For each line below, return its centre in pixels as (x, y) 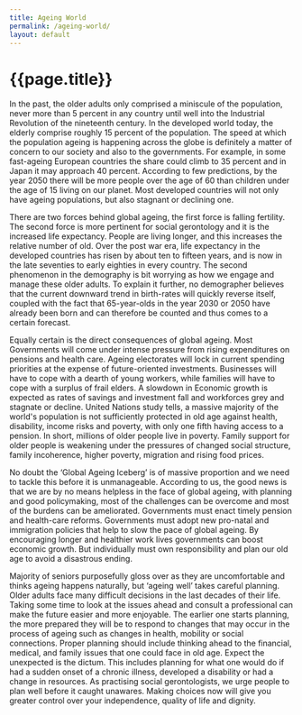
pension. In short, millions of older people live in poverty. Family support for (150, 436)
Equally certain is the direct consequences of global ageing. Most (131, 340)
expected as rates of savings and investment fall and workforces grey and (147, 398)
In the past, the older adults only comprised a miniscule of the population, (146, 104)
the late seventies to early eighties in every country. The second (128, 265)
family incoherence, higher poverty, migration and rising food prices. (137, 455)
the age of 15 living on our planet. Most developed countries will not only (144, 190)
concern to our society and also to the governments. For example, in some (148, 152)
